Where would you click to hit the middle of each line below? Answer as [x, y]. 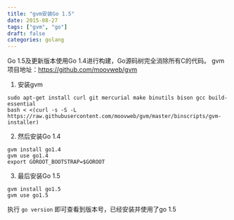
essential [22, 104]
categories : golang [36, 40]
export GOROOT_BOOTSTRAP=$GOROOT [56, 162]
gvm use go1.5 [28, 195]
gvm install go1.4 [34, 150]
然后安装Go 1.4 [39, 136]
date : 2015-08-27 [33, 20]
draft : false [26, 33]
